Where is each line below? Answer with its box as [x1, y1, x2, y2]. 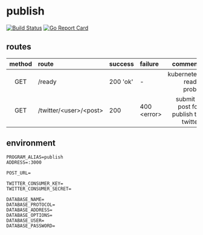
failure [140, 59, 159, 68]
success [109, 59, 134, 68]
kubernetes [167, 69, 201, 78]
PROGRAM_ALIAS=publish [6, 154, 63, 160]
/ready [37, 77, 57, 86]
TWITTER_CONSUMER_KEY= [6, 180, 63, 187]
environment [6, 138, 56, 149]
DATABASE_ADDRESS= [6, 207, 53, 213]
